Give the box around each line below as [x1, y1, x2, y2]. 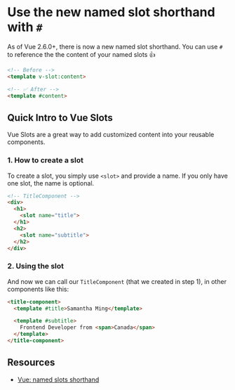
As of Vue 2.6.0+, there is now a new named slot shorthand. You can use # [7, 42, 223, 51]
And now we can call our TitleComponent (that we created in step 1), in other [7, 277, 227, 285]
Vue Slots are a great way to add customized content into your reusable [7, 131, 215, 139]
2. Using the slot [7, 261, 65, 271]
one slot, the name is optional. [7, 178, 95, 187]
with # [7, 19, 43, 35]
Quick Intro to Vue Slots [7, 112, 114, 124]
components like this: [7, 285, 69, 293]
